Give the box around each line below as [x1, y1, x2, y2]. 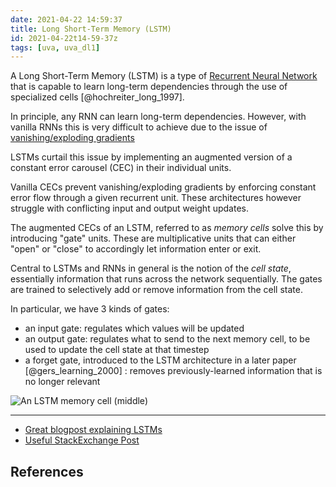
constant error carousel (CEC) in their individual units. [10, 162, 232, 174]
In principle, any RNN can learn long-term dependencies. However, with [10, 111, 307, 123]
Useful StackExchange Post [24, 434, 140, 446]
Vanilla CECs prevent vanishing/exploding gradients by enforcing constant [10, 181, 317, 193]
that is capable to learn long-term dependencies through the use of [10, 81, 288, 93]
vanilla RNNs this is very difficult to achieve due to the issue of [10, 121, 268, 133]
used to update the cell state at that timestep [24, 344, 210, 356]
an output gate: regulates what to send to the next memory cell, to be [24, 333, 311, 345]
